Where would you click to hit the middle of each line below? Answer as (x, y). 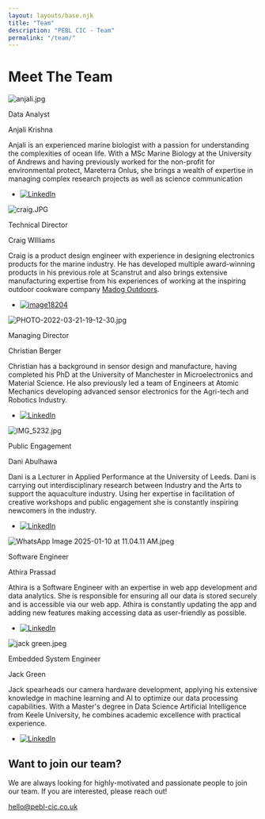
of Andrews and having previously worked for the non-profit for (112, 162)
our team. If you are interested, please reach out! (88, 791)
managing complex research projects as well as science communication (125, 179)
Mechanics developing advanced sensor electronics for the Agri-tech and (129, 392)
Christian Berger (35, 351)
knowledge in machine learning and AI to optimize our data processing (123, 698)
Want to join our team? (65, 764)
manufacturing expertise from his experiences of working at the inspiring (127, 281)
